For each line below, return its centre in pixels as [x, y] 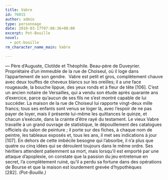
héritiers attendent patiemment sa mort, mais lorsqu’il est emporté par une [82, 151]
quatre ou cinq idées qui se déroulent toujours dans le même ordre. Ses [79, 145]
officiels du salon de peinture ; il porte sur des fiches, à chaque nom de [79, 130]
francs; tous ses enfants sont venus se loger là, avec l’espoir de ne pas [78, 108]
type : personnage [23, 24]
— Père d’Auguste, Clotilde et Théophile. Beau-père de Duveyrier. [73, 66]
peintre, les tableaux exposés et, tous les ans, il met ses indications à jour [81, 135]
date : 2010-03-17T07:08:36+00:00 [40, 29]
